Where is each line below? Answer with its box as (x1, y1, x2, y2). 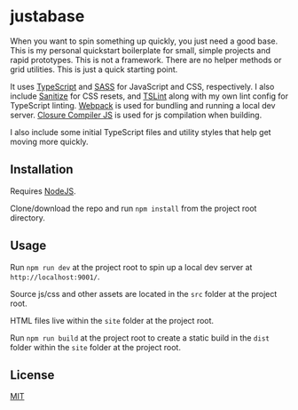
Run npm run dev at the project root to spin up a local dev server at (10, 261, 253, 272)
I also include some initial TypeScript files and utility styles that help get (10, 126, 271, 137)
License (10, 367, 55, 382)
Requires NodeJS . (10, 185, 76, 197)
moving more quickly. (10, 136, 89, 147)
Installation (10, 162, 74, 177)
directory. (10, 212, 45, 223)
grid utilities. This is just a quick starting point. (10, 64, 178, 75)
